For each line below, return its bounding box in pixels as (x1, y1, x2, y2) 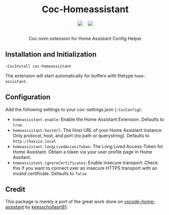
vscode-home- (124, 199, 156, 205)
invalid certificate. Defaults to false (12, 170, 87, 176)
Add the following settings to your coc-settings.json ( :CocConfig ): (5, 106, 142, 113)
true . (12, 121, 24, 128)
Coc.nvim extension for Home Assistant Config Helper (28, 35, 142, 41)
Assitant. (12, 154, 31, 160)
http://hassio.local (12, 139, 56, 144)
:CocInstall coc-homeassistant (5, 64, 72, 69)
